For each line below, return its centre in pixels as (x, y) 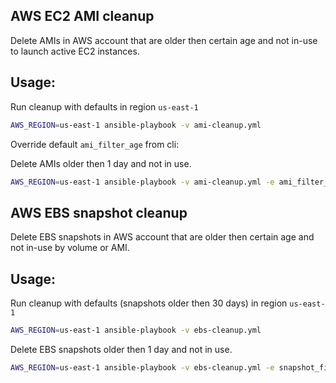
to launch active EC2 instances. (75, 51)
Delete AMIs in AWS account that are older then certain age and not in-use (164, 40)
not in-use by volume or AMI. (70, 248)
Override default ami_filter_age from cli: (95, 144)
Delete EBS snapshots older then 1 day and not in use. (121, 349)
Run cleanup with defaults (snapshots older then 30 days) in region (149, 303)
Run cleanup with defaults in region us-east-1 (104, 106)
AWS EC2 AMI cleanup (82, 16)
